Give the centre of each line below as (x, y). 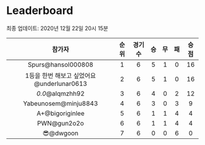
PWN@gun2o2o (60, 123)
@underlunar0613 (60, 83)
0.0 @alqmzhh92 (60, 93)
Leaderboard (40, 11)
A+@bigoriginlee (60, 113)
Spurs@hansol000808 (60, 65)
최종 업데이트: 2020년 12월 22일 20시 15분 (57, 28)
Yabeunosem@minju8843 (61, 103)
